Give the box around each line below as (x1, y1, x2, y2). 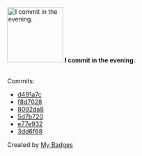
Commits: (7, 77, 35, 85)
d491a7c (17, 90, 42, 98)
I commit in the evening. (64, 56, 136, 64)
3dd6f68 (17, 128, 43, 135)
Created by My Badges (7, 141, 73, 148)
